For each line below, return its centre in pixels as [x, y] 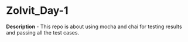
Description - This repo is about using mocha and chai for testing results [94, 26]
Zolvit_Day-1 [37, 11]
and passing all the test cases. [43, 32]
